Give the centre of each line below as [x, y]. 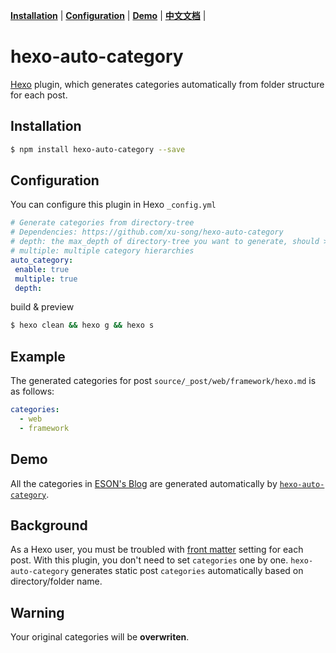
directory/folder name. [56, 581]
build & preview [42, 307]
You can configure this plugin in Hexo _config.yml [113, 205]
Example [38, 356]
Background [49, 525]
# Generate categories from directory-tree [102, 223]
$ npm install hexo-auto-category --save [98, 149]
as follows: [32, 391]
